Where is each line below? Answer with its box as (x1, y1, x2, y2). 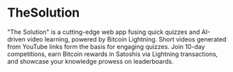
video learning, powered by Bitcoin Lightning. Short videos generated (27, 35, 227, 43)
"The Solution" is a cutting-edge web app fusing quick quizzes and (7, 28, 200, 36)
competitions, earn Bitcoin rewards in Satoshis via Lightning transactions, (7, 50, 218, 58)
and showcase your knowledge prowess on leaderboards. (7, 57, 174, 65)
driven (7, 35, 26, 43)
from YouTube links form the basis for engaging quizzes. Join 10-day (7, 42, 205, 51)
